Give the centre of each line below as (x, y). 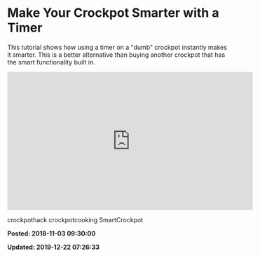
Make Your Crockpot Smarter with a (113, 13)
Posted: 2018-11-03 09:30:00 (52, 233)
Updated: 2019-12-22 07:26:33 (54, 247)
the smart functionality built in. (52, 62)
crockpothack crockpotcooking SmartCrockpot (75, 219)
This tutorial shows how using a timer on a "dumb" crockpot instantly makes (117, 47)
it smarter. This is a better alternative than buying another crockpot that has (116, 55)
